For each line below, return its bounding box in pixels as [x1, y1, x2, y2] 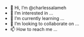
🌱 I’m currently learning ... [10, 15, 65, 21]
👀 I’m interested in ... [10, 10, 53, 16]
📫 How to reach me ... [10, 26, 58, 32]
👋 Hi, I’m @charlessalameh [10, 5, 67, 10]
